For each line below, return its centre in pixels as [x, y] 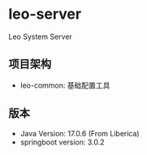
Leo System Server [41, 37]
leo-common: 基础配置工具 [65, 85]
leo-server [45, 14]
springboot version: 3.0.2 [62, 142]
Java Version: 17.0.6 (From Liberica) [80, 133]
